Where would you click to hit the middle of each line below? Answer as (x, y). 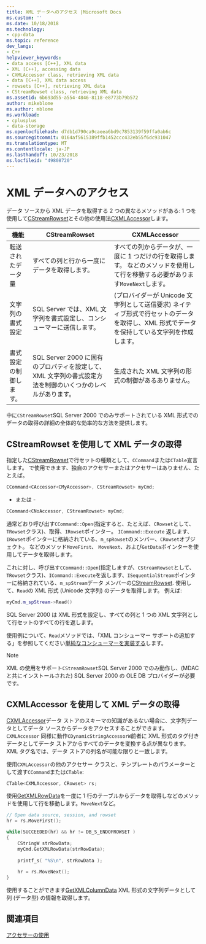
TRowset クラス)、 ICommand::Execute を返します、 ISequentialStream (90, 575)
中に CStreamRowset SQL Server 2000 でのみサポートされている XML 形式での (102, 416)
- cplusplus (21, 120)
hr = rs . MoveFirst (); (34, 821)
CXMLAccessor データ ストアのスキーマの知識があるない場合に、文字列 (97, 720)
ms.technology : (26, 29)
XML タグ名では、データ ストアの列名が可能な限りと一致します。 (89, 751)
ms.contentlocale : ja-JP (38, 149)
